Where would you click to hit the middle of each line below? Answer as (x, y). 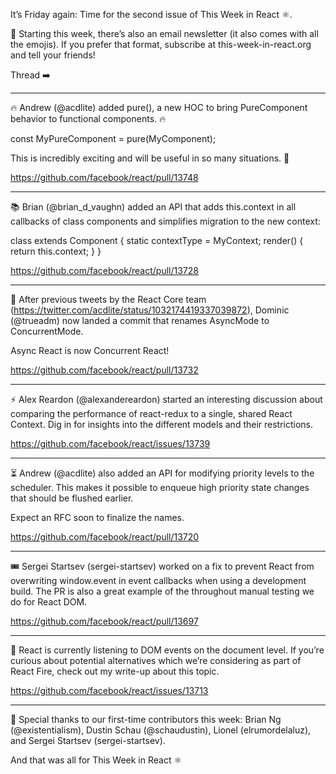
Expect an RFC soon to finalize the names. (97, 517)
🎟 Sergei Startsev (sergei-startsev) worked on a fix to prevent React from (162, 566)
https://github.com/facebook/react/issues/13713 (109, 690)
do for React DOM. (49, 602)
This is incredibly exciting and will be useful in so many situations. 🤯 (150, 158)
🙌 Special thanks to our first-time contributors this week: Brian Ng (146, 719)
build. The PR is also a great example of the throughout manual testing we (162, 591)
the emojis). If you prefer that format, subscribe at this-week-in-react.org (161, 44)
